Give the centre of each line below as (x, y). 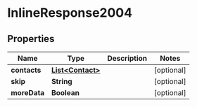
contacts (26, 70)
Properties (31, 39)
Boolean (65, 93)
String (62, 81)
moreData (28, 93)
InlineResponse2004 (70, 13)
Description (127, 58)
